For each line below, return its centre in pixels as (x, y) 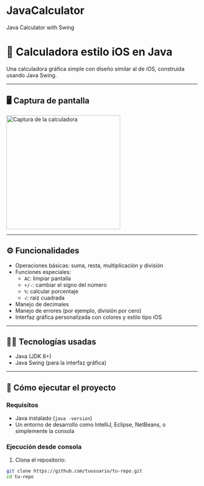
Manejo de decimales (42, 304)
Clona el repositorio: (40, 460)
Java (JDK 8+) (33, 357)
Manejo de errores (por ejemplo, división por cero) (78, 310)
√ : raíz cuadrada (44, 298)
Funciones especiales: (43, 272)
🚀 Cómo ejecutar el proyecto (61, 387)
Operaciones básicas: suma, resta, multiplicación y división (89, 265)
